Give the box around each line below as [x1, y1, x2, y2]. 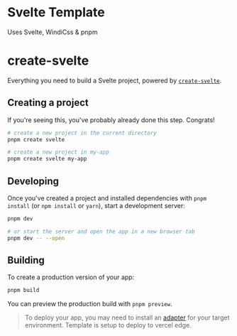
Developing [7, 175, 59, 187]
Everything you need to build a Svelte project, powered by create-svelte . [7, 76, 222, 85]
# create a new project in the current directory [7, 129, 158, 136]
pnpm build [7, 287, 40, 294]
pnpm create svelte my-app [7, 156, 87, 163]
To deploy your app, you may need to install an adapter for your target [24, 313, 230, 322]
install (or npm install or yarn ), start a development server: [7, 202, 186, 210]
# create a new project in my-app [7, 148, 110, 156]
